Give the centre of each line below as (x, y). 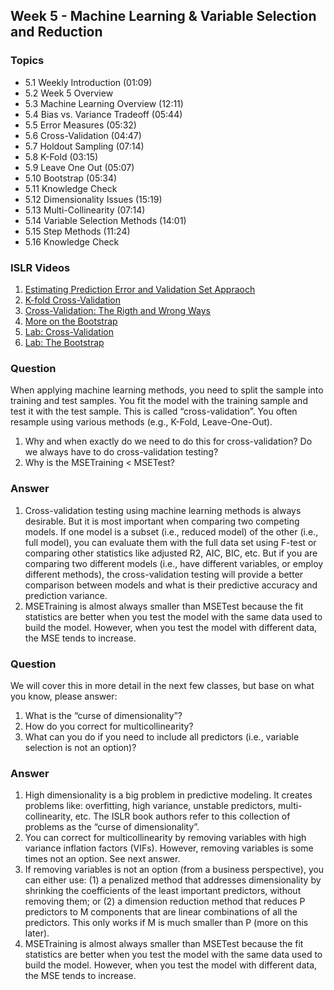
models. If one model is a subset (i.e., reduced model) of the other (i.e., (171, 531)
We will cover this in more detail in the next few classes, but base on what (162, 685)
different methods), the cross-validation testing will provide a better (164, 574)
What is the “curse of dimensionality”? (103, 715)
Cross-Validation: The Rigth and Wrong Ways (117, 310)
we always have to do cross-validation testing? (121, 452)
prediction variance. (66, 595)
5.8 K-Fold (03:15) (61, 156)
